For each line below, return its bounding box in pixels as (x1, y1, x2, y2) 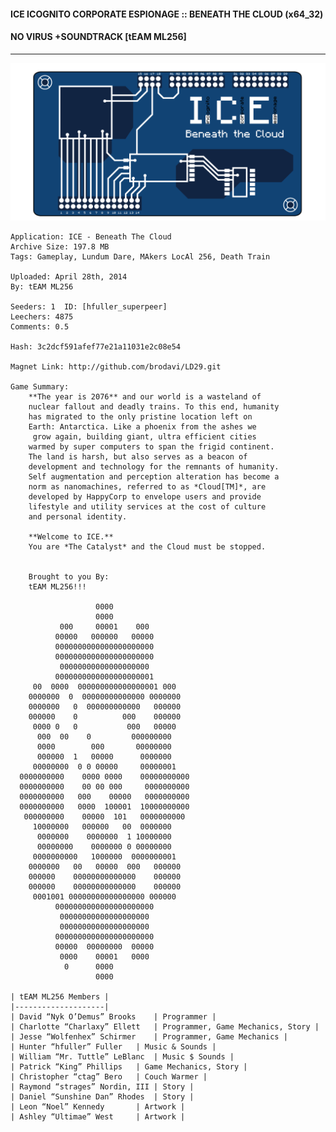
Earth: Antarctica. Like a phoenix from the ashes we (28, 421, 257, 432)
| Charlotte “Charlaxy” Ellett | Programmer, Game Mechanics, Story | (10, 1021, 320, 1032)
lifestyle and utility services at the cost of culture (28, 501, 267, 512)
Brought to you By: (28, 571, 110, 582)
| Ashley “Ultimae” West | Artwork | (10, 1111, 186, 1122)
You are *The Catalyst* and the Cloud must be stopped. (28, 541, 267, 552)
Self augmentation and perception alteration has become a (28, 471, 280, 482)
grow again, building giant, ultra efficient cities (32, 431, 257, 442)
